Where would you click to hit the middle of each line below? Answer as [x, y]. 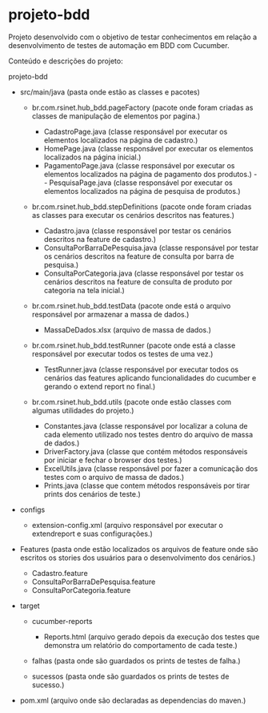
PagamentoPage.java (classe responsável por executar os [139, 165]
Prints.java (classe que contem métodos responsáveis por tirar [147, 485]
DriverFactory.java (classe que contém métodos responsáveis [146, 451]
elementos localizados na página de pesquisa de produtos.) [142, 191]
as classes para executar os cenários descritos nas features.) [133, 215]
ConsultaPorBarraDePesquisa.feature [94, 582]
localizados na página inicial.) [92, 157]
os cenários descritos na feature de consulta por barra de [139, 256]
